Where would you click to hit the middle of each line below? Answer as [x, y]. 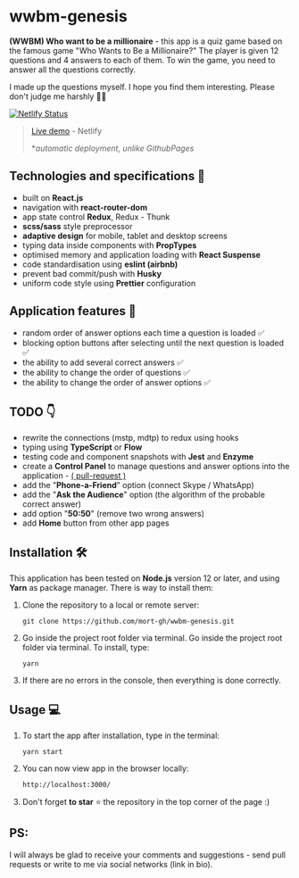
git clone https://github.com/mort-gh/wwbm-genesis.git [128, 622]
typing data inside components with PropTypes [109, 245]
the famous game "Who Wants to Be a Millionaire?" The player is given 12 [144, 50]
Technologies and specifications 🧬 [107, 176]
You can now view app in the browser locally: [105, 768]
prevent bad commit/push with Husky [92, 273]
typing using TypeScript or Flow [82, 447]
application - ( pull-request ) [74, 476]
